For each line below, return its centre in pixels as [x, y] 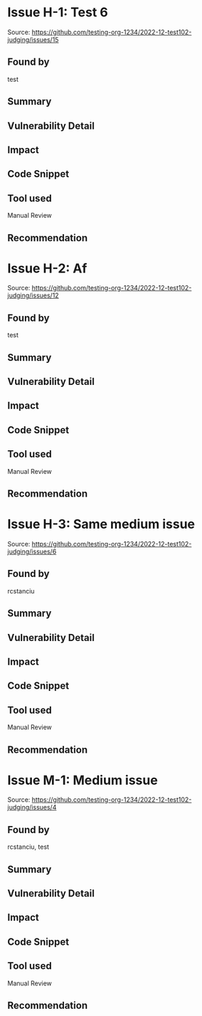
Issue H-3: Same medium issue [101, 524]
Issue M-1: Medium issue [83, 780]
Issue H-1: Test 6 [58, 12]
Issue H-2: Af [47, 268]
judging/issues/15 [33, 39]
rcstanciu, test [28, 847]
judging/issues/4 [32, 808]
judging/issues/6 [32, 551]
